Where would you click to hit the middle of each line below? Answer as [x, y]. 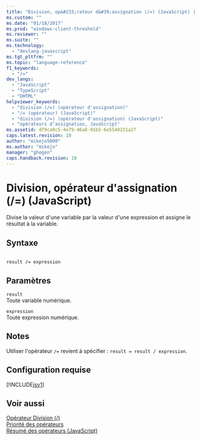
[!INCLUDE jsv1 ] [25, 384]
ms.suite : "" [23, 40]
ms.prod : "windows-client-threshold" [54, 29]
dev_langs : [20, 79]
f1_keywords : [23, 68]
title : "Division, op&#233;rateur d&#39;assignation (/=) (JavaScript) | [101, 12]
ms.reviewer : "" [27, 34]
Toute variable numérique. [39, 300]
